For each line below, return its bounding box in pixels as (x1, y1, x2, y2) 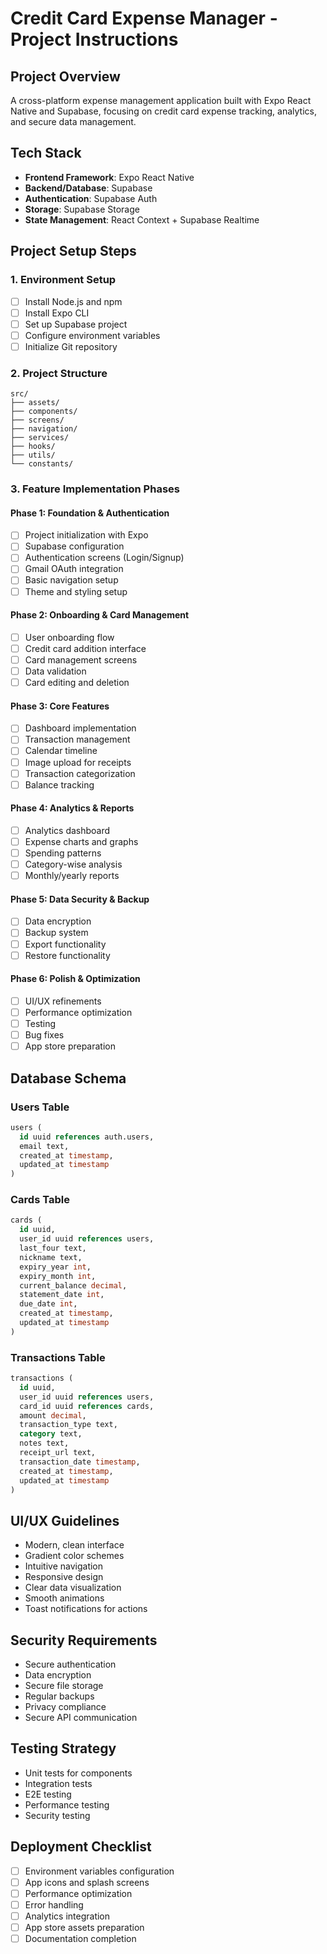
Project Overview (10, 68, 121, 85)
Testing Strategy (10, 1740, 117, 1757)
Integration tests (24, 1777, 93, 1789)
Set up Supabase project (24, 318, 128, 330)
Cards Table (10, 1193, 70, 1207)
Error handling (24, 1898, 84, 1911)
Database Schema (10, 1070, 127, 1087)
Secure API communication (24, 1712, 138, 1724)
